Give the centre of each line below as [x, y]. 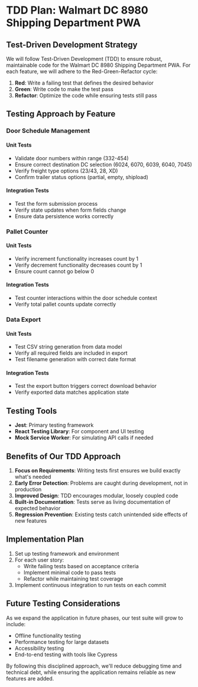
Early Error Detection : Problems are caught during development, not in [101, 483]
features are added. [30, 678]
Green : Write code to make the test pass [64, 89]
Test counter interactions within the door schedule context [86, 298]
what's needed [33, 477]
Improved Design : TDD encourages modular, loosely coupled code [96, 495]
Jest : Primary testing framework [54, 425]
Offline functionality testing [48, 636]
